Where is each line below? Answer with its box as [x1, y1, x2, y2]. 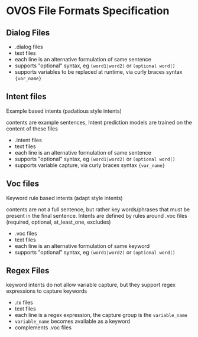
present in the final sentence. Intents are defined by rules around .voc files [6, 212, 187, 219]
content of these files [6, 125, 58, 132]
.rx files [14, 299, 34, 306]
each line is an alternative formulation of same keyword [14, 242, 150, 249]
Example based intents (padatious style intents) [6, 107, 122, 114]
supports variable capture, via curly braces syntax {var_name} [14, 161, 165, 169]
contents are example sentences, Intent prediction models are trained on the [6, 119, 192, 126]
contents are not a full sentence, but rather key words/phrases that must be [6, 205, 190, 213]
